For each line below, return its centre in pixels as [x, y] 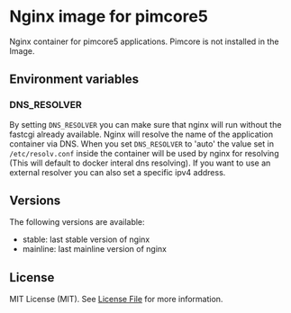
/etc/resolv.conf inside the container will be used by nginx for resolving [144, 153]
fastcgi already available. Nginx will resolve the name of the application [141, 134]
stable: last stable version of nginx [86, 239]
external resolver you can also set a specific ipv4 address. [118, 172]
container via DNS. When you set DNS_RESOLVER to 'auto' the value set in [142, 143]
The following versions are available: [77, 222]
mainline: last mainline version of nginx [94, 249]
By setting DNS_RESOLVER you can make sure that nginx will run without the [145, 124]
